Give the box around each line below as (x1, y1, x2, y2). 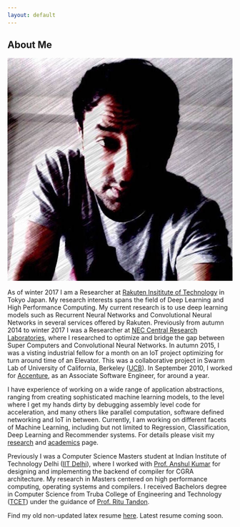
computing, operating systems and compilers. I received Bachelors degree (7, 482, 227, 491)
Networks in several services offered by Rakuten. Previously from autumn (7, 318, 224, 327)
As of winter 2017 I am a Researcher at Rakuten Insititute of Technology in (7, 287, 225, 296)
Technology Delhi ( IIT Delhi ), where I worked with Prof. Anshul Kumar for (7, 459, 221, 468)
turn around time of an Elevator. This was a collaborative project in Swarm (7, 356, 225, 364)
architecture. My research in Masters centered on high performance (7, 474, 208, 483)
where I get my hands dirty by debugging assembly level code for (7, 400, 201, 409)
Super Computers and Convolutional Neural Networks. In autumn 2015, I (7, 341, 220, 349)
